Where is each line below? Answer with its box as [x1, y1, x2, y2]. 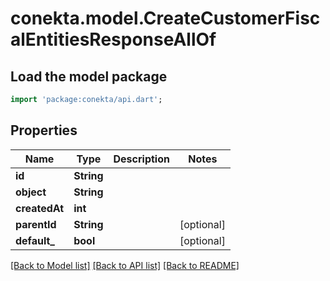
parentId [15, 217, 57, 231]
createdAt [15, 201, 65, 215]
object [15, 185, 47, 199]
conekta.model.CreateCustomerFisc [10, 7, 321, 30]
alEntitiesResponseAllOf [10, 28, 217, 51]
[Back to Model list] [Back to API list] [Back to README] [10, 259, 240, 271]
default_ [15, 233, 55, 247]
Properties [10, 122, 78, 139]
